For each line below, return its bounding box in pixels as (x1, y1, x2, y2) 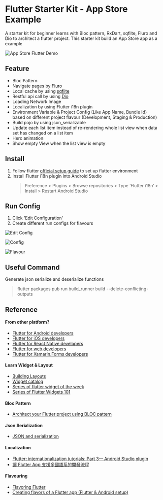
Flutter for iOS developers (12, 335, 65, 341)
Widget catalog (12, 378, 43, 384)
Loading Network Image (12, 99, 62, 104)
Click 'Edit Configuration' (12, 215, 63, 221)
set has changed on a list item (12, 130, 73, 136)
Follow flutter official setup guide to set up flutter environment (12, 167, 138, 173)
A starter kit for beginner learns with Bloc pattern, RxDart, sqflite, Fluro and (5, 30, 158, 36)
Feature (5, 65, 30, 73)
